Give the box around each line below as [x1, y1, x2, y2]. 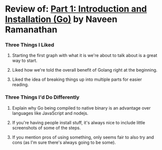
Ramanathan [5, 24, 57, 35]
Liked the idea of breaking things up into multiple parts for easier [12, 76, 142, 82]
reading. [12, 82, 29, 88]
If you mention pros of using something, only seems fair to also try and [12, 134, 154, 140]
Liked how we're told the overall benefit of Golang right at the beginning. [12, 67, 158, 73]
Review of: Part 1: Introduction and [5, 3, 147, 15]
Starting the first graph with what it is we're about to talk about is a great [12, 53, 158, 58]
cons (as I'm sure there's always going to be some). [12, 139, 116, 145]
